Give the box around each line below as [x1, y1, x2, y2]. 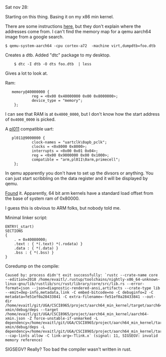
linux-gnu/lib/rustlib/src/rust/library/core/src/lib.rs [5, 281, 125, 286]
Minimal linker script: [5, 215, 48, 221]
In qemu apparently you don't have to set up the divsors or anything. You [5, 170, 154, 176]
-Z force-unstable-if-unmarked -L [27, 316, 98, 321]
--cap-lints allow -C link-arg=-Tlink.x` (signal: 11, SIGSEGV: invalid [5, 333, 158, 338]
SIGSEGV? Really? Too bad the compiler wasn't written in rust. [5, 346, 132, 352]
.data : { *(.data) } [14, 246, 58, 251]
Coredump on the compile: [5, 263, 60, 269]
